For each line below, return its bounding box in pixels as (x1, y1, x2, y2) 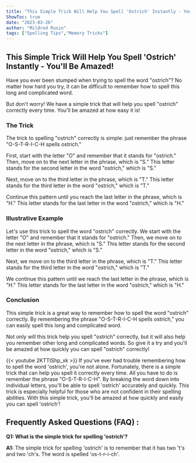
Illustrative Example (6, 214, 64, 222)
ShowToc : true (6, 14, 41, 20)
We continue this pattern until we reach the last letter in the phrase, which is (6, 275, 189, 282)
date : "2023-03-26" (6, 19, 54, 25)
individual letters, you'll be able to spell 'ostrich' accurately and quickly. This (6, 382, 190, 389)
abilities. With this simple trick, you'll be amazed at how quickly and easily (6, 394, 184, 401)
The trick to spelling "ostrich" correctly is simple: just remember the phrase (6, 135, 187, 142)
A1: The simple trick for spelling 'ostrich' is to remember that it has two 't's (6, 444, 185, 451)
